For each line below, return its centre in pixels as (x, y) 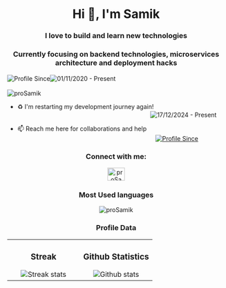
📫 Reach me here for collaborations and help (82, 128)
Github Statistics (116, 257)
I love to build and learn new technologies (116, 36)
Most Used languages (116, 195)
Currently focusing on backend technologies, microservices (116, 55)
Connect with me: (116, 156)
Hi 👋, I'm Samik (116, 14)
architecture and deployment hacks (116, 63)
